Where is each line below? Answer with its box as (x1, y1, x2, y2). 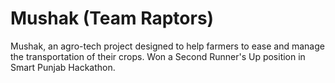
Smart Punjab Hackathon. (10, 61, 116, 73)
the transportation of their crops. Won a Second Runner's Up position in (10, 50, 306, 62)
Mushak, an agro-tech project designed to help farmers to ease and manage (10, 40, 325, 52)
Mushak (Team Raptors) (10, 7, 215, 30)
